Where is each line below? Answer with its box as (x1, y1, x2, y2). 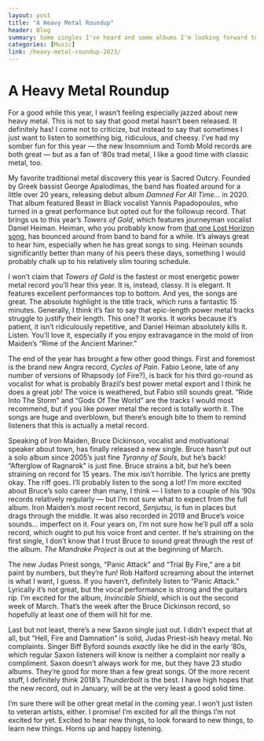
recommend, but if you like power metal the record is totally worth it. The (8, 404, 244, 413)
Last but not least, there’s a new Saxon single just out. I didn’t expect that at (8, 625, 253, 634)
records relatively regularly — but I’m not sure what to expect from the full (8, 494, 247, 504)
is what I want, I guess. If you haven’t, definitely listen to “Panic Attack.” (8, 576, 240, 585)
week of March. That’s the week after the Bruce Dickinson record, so (8, 601, 231, 611)
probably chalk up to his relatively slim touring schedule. (8, 256, 191, 266)
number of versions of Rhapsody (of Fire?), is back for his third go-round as (8, 370, 254, 380)
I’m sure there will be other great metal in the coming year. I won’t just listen (8, 699, 253, 708)
